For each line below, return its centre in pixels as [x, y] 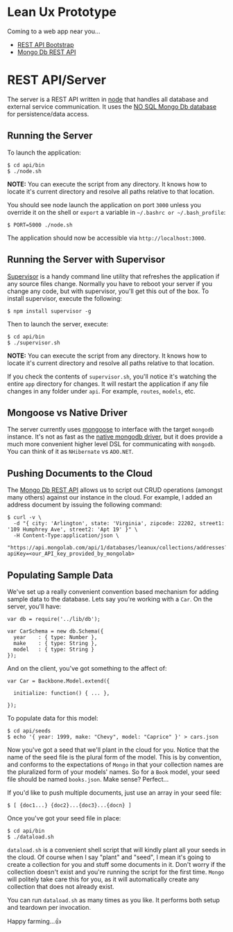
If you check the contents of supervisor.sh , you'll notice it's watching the [112, 376]
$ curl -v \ [24, 518]
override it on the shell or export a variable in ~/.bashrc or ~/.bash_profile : [116, 212]
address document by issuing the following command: [85, 505]
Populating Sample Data [60, 575]
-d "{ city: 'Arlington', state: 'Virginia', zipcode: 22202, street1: [119, 524]
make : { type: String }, [55, 643]
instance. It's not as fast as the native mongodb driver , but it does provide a [115, 437]
